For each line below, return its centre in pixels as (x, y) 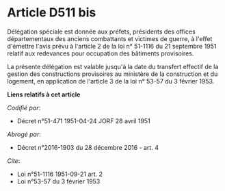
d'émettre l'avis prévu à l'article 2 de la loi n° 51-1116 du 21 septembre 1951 (112, 46)
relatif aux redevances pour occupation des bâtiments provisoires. (101, 53)
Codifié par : (24, 107)
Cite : (14, 161)
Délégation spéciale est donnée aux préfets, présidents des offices (102, 31)
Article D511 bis (52, 13)
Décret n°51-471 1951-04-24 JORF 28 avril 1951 (83, 120)
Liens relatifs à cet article (44, 94)
